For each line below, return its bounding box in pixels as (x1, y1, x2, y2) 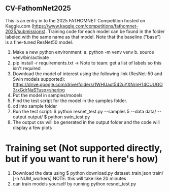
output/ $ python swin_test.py (27, 114, 90, 120)
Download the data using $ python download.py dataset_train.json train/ (12, 170, 164, 176)
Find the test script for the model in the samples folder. (12, 98, 128, 104)
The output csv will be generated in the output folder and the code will (12, 119, 160, 125)
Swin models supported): (12, 76, 65, 82)
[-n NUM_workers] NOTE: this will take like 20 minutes (12, 175, 127, 181)
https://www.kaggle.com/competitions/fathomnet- (32, 23, 139, 29)
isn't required (12, 65, 41, 71)
